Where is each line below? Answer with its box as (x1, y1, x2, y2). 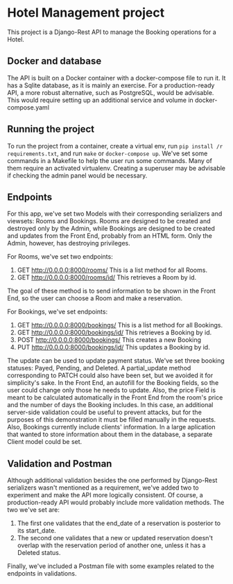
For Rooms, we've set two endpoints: (7, 252, 113, 261)
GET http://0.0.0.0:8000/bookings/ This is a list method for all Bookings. (17, 321, 223, 329)
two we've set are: (7, 506, 60, 514)
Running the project (7, 123, 95, 135)
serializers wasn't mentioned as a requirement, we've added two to (7, 483, 199, 492)
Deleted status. (17, 549, 61, 557)
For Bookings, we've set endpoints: (7, 307, 108, 316)
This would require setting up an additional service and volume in (7, 96, 194, 104)
